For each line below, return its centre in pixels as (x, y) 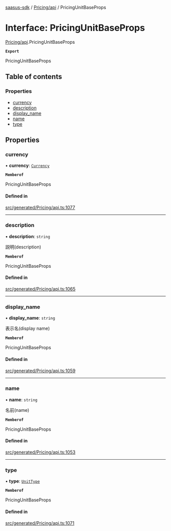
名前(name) (17, 410)
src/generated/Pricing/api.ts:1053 (40, 452)
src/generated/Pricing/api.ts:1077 (40, 207)
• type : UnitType (23, 481)
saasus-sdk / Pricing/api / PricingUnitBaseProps (56, 7)
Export (12, 51)
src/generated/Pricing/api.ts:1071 (40, 523)
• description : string (28, 236)
